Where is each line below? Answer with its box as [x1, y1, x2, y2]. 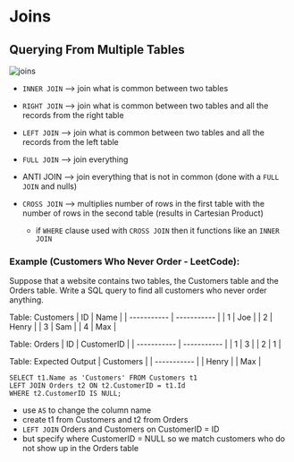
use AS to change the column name [21, 405, 152, 415]
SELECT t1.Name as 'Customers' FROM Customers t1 [9, 373, 198, 382]
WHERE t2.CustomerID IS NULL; [9, 389, 122, 398]
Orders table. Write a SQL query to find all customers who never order [9, 285, 267, 296]
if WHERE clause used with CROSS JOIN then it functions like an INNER [35, 226, 280, 235]
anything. [9, 295, 45, 305]
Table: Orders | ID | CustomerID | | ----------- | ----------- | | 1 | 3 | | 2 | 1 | [9, 338, 281, 350]
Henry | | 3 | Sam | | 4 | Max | [9, 321, 117, 332]
